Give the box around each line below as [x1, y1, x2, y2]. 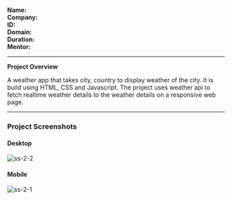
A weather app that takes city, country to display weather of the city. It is [7, 76, 214, 84]
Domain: [7, 28, 32, 36]
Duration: [7, 35, 35, 44]
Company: [7, 13, 38, 21]
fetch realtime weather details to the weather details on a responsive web [7, 91, 216, 99]
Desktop [7, 138, 32, 147]
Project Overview [7, 62, 59, 71]
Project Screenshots [7, 121, 77, 131]
